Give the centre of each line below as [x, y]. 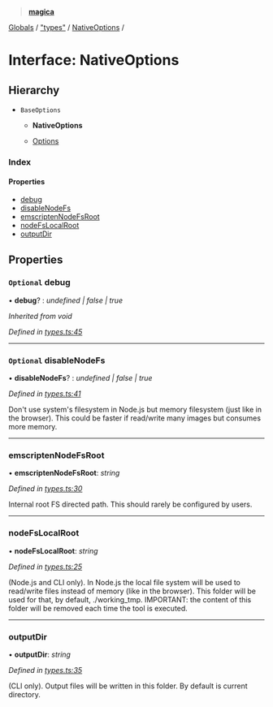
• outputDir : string [40, 654]
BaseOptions [40, 110]
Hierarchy [34, 90]
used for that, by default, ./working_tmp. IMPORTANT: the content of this [130, 599]
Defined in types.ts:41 [45, 394]
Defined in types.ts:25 [45, 567]
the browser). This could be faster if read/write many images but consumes [135, 418]
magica [41, 12]
